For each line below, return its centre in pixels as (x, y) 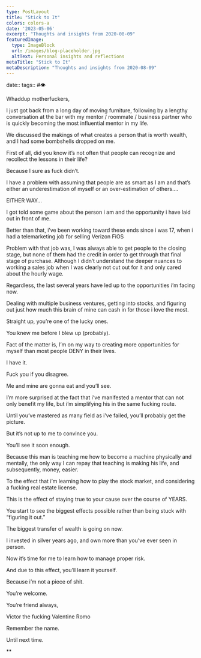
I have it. (17, 363)
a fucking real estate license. (42, 487)
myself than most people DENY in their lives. (61, 351)
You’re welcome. (27, 593)
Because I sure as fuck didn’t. (43, 171)
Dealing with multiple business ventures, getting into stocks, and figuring (96, 303)
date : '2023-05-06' (31, 29)
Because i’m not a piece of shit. (45, 582)
